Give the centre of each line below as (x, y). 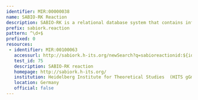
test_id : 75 (29, 61)
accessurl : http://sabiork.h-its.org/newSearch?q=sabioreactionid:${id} (105, 55)
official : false (34, 88)
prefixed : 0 (21, 39)
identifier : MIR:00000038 (38, 11)
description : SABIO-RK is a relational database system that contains (95, 22)
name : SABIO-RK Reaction (37, 17)
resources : (19, 45)
